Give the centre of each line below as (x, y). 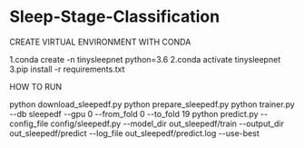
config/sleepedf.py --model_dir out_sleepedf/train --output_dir (167, 123)
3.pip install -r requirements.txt (67, 69)
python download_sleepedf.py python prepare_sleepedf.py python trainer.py (152, 104)
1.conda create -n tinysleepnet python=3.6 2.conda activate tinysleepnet (145, 59)
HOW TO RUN (36, 86)
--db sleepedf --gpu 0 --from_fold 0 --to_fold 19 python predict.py (134, 113)
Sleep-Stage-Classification (115, 17)
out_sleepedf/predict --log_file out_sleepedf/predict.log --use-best (135, 133)
